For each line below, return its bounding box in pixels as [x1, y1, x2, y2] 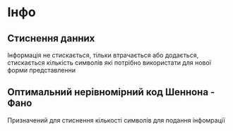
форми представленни [7, 66, 76, 74]
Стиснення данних [7, 32, 95, 44]
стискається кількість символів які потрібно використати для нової [7, 58, 212, 67]
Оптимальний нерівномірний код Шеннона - [7, 86, 215, 99]
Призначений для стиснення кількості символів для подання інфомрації [7, 116, 225, 124]
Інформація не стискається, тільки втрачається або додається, [7, 51, 199, 59]
